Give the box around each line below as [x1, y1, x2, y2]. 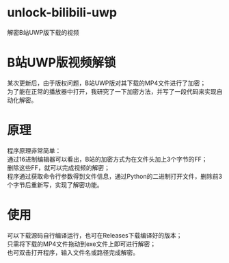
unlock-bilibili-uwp [7, 5, 118, 21]
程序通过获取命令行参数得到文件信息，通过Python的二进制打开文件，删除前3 [7, 172, 223, 180]
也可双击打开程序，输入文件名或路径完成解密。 [7, 248, 139, 256]
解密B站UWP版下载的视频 [7, 28, 80, 36]
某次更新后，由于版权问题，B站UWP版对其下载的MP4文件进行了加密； [7, 79, 206, 87]
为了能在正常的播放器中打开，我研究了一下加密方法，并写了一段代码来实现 [7, 87, 217, 95]
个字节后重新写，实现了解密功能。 [7, 180, 103, 189]
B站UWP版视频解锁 [7, 55, 116, 71]
